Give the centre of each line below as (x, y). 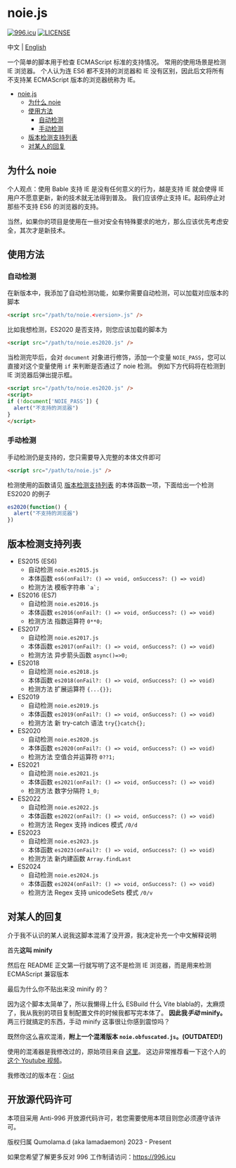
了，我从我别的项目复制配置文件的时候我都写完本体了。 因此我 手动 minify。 (117, 1012)
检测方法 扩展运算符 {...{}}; (70, 689)
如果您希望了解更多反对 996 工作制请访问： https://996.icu (91, 1157)
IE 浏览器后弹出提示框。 (42, 375)
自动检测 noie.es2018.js (63, 672)
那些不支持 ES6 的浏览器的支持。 (55, 207)
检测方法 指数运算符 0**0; (65, 621)
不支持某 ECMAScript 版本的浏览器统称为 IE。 (73, 80)
